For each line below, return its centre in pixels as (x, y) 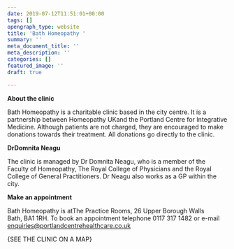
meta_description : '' (39, 53)
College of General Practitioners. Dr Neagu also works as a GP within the (112, 176)
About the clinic (31, 98)
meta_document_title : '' (43, 46)
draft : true (24, 72)
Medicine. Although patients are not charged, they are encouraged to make (116, 127)
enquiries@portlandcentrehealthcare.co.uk (69, 225)
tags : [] (20, 20)
